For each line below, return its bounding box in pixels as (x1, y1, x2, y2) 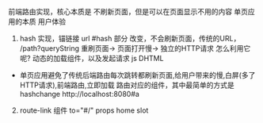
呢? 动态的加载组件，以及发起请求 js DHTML (19, 54, 164, 63)
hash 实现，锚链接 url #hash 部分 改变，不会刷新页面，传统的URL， (19, 34, 241, 43)
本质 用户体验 (21, 17, 66, 26)
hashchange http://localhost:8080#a (19, 90, 140, 98)
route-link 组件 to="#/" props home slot (19, 106, 149, 115)
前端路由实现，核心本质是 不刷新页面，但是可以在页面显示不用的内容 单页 (8, 7, 248, 16)
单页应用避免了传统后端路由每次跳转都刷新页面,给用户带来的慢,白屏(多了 (19, 71, 256, 79)
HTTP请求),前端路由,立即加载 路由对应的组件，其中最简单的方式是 (19, 80, 235, 90)
